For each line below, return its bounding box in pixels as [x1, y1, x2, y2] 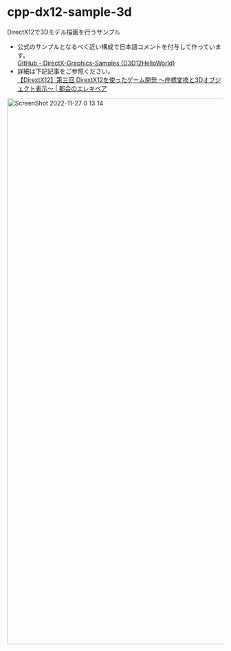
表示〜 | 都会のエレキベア [35, 84, 108, 92]
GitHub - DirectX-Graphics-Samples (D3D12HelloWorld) [16, 59, 175, 67]
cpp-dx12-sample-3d [7, 4, 132, 20]
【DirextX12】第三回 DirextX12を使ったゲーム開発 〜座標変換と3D [16, 75, 203, 83]
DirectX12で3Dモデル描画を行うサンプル [7, 28, 121, 36]
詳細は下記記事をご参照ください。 [16, 67, 114, 75]
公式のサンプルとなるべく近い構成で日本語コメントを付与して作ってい [16, 42, 215, 50]
